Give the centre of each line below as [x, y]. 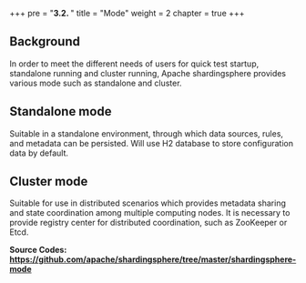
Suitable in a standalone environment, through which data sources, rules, [147, 133]
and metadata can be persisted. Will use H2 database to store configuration [152, 143]
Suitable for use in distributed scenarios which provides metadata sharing [148, 203]
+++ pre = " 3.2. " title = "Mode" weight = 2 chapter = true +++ [127, 13]
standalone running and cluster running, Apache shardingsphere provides [148, 73]
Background [45, 41]
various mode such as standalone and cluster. [96, 83]
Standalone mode [61, 111]
